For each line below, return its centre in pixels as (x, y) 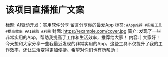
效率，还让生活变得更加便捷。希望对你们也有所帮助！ (64, 50)
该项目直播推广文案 (45, 10)
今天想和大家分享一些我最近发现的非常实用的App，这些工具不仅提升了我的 (82, 43)
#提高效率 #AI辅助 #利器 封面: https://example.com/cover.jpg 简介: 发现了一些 (83, 31)
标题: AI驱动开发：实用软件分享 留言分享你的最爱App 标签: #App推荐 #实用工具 (84, 25)
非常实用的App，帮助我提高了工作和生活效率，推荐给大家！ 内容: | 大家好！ (83, 37)
